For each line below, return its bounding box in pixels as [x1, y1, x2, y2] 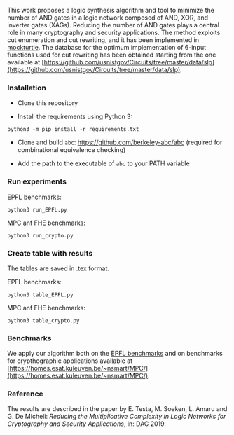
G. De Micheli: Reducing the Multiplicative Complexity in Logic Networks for [7, 413, 226, 421]
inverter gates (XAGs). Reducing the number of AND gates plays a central [7, 21, 219, 29]
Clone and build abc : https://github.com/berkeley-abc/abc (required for [17, 138, 223, 146]
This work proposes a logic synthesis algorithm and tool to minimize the [7, 6, 215, 14]
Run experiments [7, 177, 67, 186]
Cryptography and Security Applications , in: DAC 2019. [7, 420, 167, 428]
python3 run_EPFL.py [7, 206, 68, 213]
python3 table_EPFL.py [7, 291, 74, 298]
